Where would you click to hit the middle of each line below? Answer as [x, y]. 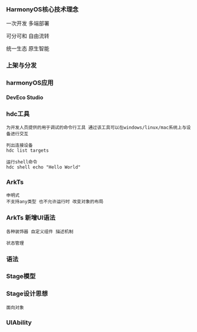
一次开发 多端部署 [28, 23]
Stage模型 [21, 276]
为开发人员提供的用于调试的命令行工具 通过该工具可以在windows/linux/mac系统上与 [96, 128]
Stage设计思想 [27, 293]
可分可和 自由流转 [28, 36]
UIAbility [19, 323]
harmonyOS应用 [30, 83]
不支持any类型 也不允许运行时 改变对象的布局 [55, 202]
